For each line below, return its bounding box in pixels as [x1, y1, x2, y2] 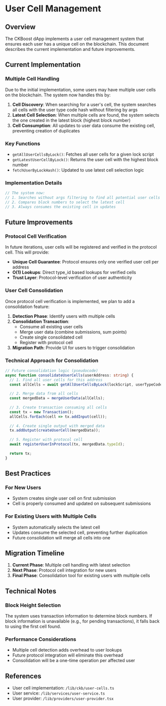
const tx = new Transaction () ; [9, 409, 74, 414]
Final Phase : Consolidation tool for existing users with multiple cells [12, 573, 150, 578]
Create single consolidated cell [19, 334, 83, 340]
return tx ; [9, 451, 32, 456]
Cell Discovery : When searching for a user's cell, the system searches [12, 101, 157, 107]
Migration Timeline [5, 549, 65, 557]
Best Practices [5, 469, 51, 478]
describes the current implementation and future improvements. [5, 46, 136, 52]
